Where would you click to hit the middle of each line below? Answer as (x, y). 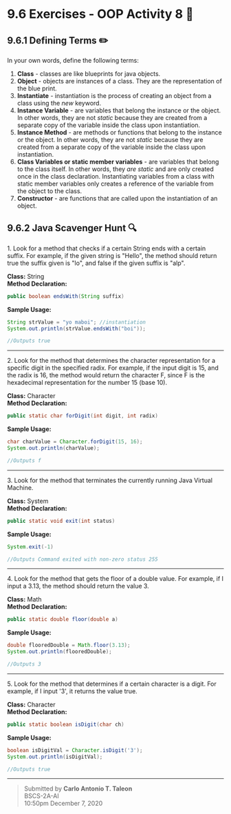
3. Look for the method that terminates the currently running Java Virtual (110, 480)
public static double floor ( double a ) (63, 619)
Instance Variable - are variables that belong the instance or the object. (119, 110)
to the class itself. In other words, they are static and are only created (115, 169)
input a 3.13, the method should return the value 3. (78, 586)
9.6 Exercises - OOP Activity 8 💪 (100, 14)
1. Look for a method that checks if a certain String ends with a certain (107, 248)
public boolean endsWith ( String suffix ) (66, 296)
